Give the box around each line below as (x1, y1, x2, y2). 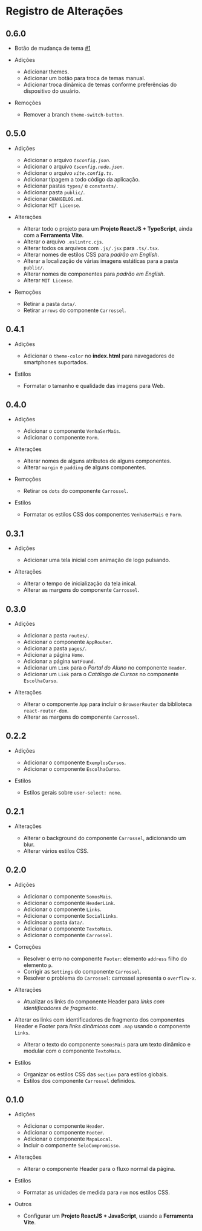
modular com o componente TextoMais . (23, 1047, 122, 1054)
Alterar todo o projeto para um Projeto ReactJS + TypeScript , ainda (23, 225, 193, 232)
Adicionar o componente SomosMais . (23, 892, 113, 900)
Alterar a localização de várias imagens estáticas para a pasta (23, 257, 178, 265)
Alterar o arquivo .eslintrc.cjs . (23, 238, 104, 245)
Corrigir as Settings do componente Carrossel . (23, 968, 142, 975)
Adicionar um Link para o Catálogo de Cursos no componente (23, 671, 179, 678)
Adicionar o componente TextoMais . (23, 924, 113, 932)
